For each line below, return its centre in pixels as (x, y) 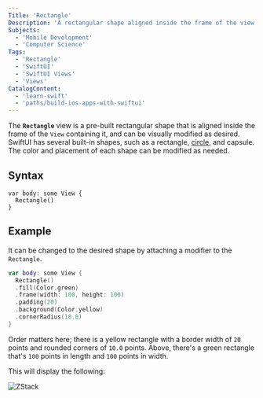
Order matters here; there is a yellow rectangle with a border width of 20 (124, 339)
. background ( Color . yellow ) (59, 310)
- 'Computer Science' (51, 45)
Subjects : (24, 30)
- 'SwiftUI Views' (46, 74)
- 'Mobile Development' (54, 37)
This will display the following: (57, 371)
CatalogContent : (35, 88)
